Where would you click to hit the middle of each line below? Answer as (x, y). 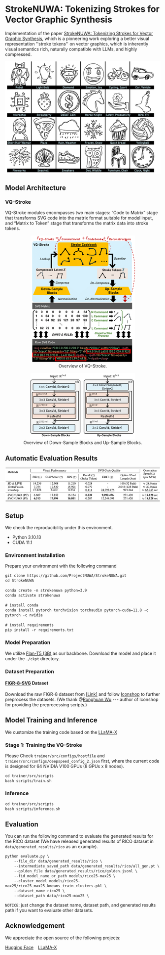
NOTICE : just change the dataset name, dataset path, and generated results (81, 905)
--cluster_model (31, 881)
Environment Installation (35, 555)
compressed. (18, 54)
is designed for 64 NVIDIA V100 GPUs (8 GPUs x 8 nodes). (65, 766)
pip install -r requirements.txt (39, 630)
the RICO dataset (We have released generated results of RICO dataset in (79, 841)
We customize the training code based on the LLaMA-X (61, 732)
